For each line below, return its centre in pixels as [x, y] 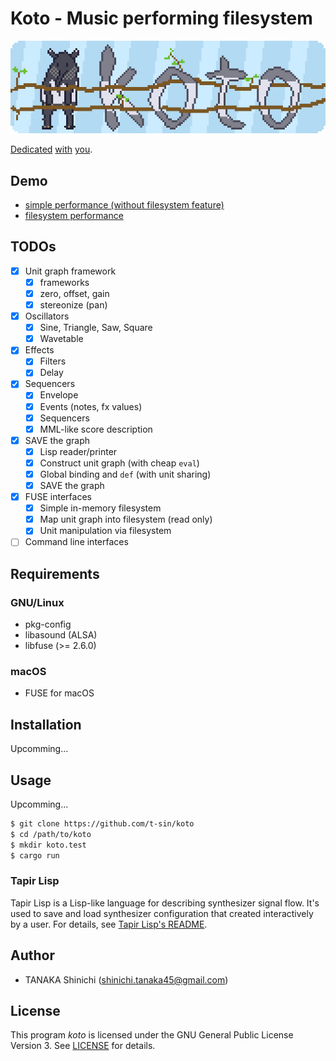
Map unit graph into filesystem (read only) [126, 519]
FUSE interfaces [58, 497]
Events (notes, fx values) [91, 406]
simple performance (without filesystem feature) [124, 204]
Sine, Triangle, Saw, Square [96, 328]
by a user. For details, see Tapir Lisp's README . [109, 924]
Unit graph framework [70, 271]
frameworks [64, 282]
